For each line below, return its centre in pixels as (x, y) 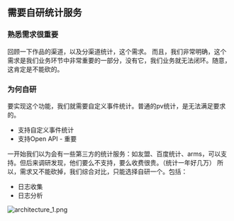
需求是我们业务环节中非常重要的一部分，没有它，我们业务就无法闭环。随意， (119, 60)
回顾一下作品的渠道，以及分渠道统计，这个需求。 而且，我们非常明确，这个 (117, 51)
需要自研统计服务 (45, 13)
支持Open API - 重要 (47, 138)
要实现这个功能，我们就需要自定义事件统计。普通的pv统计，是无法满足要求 (117, 106)
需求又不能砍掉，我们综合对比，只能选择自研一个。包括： (104, 171)
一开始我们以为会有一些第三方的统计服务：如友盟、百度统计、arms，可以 (114, 154)
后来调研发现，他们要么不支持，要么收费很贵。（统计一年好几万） (121, 162)
